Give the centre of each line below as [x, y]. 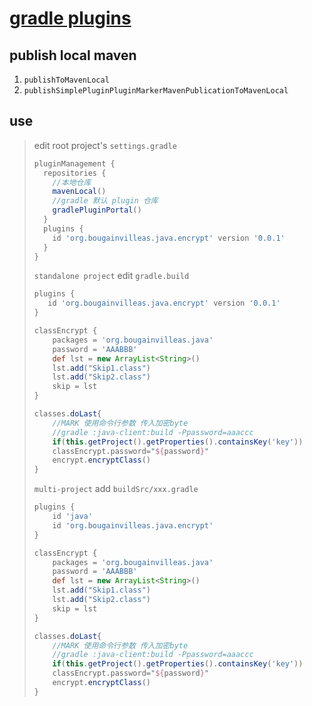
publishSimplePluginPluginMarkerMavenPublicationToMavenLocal [156, 91]
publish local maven [73, 55]
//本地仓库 [72, 182]
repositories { [75, 173]
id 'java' [72, 517]
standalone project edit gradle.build [111, 276]
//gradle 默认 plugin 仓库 [105, 201]
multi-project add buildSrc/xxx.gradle [116, 489]
